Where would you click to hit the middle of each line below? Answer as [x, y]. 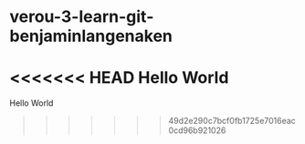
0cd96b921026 [197, 130]
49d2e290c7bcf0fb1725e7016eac [232, 121]
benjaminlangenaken [91, 36]
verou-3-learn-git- [82, 17]
